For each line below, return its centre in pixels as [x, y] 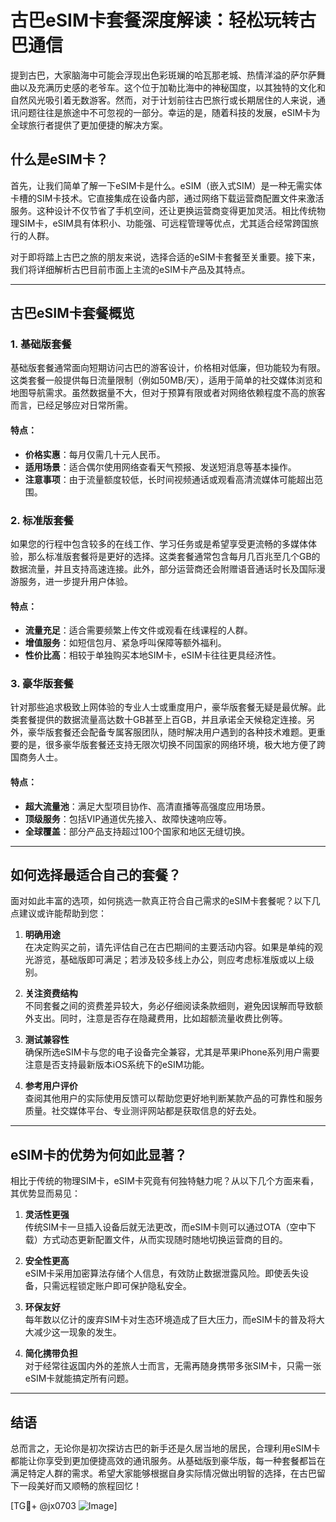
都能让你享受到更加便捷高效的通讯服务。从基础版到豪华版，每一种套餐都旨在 [168, 1461]
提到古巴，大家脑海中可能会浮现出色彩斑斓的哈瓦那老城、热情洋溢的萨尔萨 [163, 75]
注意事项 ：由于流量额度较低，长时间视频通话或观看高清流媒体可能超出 [169, 479]
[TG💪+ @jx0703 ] [64, 1506]
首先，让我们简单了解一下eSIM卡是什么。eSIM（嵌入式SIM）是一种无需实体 [166, 185]
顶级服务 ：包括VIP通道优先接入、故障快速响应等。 [128, 818]
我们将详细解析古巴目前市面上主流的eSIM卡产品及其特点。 [130, 269]
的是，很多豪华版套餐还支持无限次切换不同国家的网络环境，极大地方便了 [167, 745]
